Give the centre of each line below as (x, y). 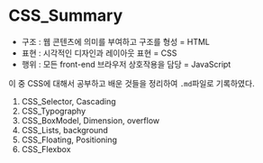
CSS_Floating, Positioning (69, 140)
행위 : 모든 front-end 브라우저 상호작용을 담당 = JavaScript (126, 64)
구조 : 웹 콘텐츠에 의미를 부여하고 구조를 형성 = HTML (116, 41)
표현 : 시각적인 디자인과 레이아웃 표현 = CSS (99, 53)
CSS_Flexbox (46, 149)
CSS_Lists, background (65, 130)
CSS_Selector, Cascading (68, 101)
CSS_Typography (54, 111)
